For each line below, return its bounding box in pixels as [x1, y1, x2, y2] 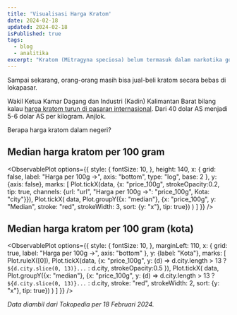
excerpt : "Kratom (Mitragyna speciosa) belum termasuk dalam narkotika [7, 57, 222, 64]
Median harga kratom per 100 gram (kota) [7, 222, 194, 234]
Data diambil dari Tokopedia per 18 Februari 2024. [7, 300, 154, 309]
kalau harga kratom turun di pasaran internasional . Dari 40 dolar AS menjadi [7, 104, 228, 113]
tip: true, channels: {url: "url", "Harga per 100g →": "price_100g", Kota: [7, 187, 210, 196]
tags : [7, 37, 23, 44]
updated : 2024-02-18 [7, 23, 68, 30]
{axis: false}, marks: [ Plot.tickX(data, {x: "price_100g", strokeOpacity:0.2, [7, 179, 220, 188]
